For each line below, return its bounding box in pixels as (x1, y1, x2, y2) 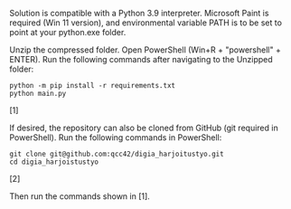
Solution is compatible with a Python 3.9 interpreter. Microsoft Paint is (9, 8, 269, 18)
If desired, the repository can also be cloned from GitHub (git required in (9, 122, 278, 133)
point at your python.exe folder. (9, 27, 127, 37)
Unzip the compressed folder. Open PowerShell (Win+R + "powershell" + (9, 44, 282, 55)
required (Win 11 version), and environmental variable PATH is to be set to (9, 17, 283, 28)
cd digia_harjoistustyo (9, 157, 99, 166)
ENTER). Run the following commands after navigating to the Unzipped (9, 54, 273, 64)
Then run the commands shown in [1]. (9, 191, 151, 202)
